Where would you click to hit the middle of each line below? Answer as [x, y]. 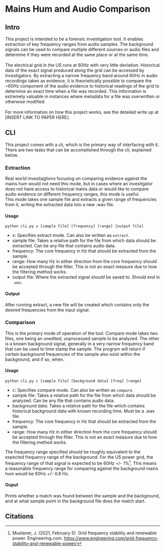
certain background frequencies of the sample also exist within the [73, 354]
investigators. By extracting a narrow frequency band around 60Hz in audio [82, 75]
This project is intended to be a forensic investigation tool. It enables [74, 39]
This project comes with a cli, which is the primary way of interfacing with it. [82, 145]
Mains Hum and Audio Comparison [78, 9]
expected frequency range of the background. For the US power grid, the [79, 457]
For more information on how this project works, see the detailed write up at [82, 112]
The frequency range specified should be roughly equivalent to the [73, 452]
